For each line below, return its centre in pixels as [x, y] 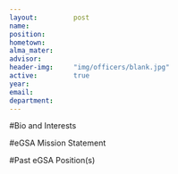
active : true [50, 76]
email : [21, 92]
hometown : [28, 42]
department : [31, 100]
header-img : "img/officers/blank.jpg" [89, 68]
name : [19, 26]
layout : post [50, 17]
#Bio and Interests [43, 126]
